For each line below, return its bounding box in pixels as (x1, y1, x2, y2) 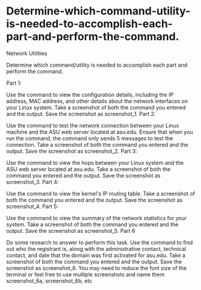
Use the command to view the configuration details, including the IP (6, 91, 174, 98)
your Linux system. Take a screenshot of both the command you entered (6, 103, 186, 111)
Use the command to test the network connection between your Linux (6, 122, 179, 129)
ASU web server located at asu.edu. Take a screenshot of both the (6, 165, 171, 173)
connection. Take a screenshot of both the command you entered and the (6, 141, 188, 148)
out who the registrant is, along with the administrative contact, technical (6, 245, 187, 252)
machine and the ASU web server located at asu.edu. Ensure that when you (6, 128, 193, 135)
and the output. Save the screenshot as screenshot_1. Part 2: (6, 110, 156, 117)
